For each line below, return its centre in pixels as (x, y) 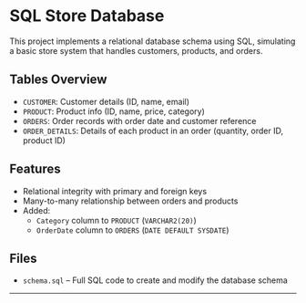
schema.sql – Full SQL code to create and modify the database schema (155, 280)
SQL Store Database (87, 16)
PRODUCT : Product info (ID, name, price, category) (113, 111)
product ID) (44, 140)
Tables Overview (58, 80)
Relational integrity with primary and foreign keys (115, 191)
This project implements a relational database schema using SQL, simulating (153, 41)
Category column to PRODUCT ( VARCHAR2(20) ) (117, 220)
